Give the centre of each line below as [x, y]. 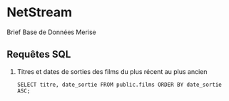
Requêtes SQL [39, 54]
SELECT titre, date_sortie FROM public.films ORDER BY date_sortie [119, 85]
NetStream [40, 12]
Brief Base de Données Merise [52, 32]
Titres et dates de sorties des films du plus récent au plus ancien [112, 71]
